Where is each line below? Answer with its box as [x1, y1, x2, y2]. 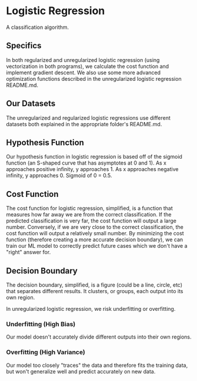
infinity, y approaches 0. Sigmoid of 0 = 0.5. [6, 172, 112, 179]
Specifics [6, 41, 42, 51]
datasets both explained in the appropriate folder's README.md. [6, 120, 162, 127]
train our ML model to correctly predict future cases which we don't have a [6, 242, 188, 249]
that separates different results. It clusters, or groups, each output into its [6, 288, 183, 294]
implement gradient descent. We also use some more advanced [6, 69, 161, 76]
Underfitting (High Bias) [6, 320, 76, 328]
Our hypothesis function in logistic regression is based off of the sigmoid [6, 153, 182, 160]
